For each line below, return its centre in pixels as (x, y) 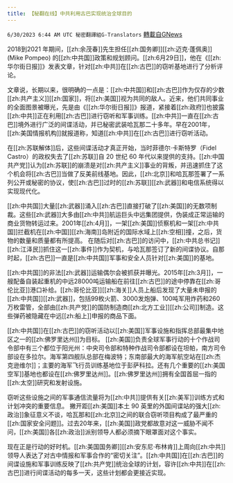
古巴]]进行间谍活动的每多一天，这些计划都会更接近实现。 (88, 473)
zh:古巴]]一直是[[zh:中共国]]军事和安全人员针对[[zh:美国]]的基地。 (124, 258)
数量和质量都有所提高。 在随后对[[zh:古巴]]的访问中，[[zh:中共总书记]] (120, 240)
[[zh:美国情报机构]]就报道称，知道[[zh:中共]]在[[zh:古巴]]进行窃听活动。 (110, 133)
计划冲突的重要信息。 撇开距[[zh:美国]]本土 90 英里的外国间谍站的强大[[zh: (114, 405)
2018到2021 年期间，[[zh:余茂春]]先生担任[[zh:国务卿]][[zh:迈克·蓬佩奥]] (110, 49)
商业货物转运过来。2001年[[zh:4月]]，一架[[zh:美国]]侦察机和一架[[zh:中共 (113, 223)
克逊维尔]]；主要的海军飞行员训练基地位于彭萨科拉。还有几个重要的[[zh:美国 (116, 365)
